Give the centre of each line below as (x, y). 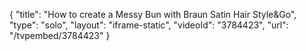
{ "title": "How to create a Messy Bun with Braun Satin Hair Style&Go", (153, 14)
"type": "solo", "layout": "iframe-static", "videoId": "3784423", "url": (149, 25)
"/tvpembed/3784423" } (60, 35)
